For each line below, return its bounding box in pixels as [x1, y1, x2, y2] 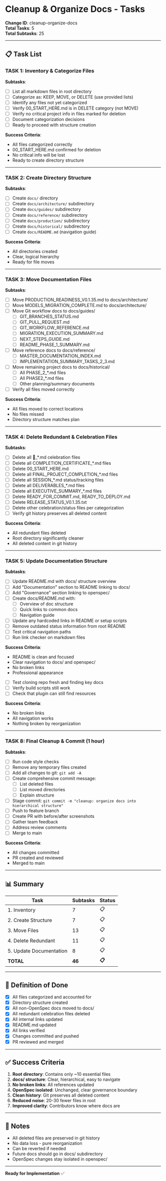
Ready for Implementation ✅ [5, 1171, 65, 1177]
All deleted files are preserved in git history [12, 1135, 100, 1141]
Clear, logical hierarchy [12, 253, 59, 259]
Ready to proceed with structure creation [12, 122, 96, 127]
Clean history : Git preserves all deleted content [12, 1092, 110, 1098]
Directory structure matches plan [12, 417, 80, 423]
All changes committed [12, 850, 59, 856]
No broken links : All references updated [12, 1082, 94, 1088]
